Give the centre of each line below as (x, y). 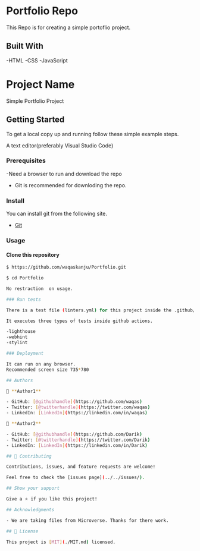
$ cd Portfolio (25, 278)
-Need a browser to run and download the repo (64, 174)
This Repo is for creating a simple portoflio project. (68, 27)
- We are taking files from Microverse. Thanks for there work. (87, 520)
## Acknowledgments (30, 509)
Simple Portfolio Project (35, 101)
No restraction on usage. (40, 289)
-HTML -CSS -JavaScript (37, 60)
